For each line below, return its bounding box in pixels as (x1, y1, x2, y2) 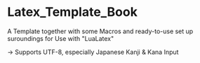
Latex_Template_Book (7, 4, 138, 20)
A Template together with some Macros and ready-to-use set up (7, 27, 194, 35)
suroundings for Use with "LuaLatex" (7, 34, 114, 42)
